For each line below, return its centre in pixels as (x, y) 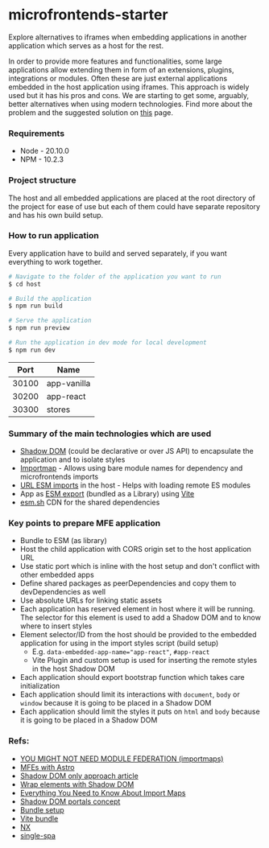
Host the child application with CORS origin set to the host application (136, 550)
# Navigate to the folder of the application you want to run (115, 276)
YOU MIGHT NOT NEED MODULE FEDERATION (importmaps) (122, 759)
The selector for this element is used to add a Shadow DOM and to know (141, 618)
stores (58, 410)
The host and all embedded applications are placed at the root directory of (132, 198)
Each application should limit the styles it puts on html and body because (140, 712)
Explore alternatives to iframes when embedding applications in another (128, 37)
